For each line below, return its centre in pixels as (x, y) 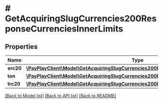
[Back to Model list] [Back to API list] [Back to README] (61, 96)
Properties (21, 46)
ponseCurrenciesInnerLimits (64, 29)
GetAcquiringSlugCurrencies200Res (81, 19)
